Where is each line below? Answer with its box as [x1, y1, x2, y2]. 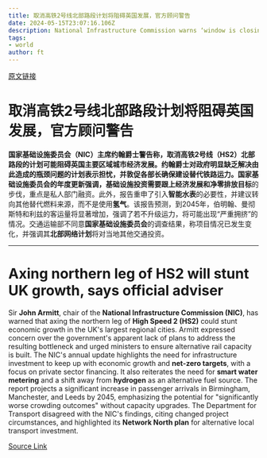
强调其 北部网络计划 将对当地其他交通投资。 [29, 229, 168, 238]
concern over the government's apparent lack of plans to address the [8, 333, 236, 342]
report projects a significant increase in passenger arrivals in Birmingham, [8, 383, 250, 393]
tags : [8, 33, 26, 42]
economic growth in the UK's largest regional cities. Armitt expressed [8, 325, 236, 334]
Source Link [8, 441, 48, 451]
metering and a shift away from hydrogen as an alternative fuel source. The [8, 375, 258, 385]
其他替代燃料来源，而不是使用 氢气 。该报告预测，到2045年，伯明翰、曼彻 [14, 199, 256, 209]
